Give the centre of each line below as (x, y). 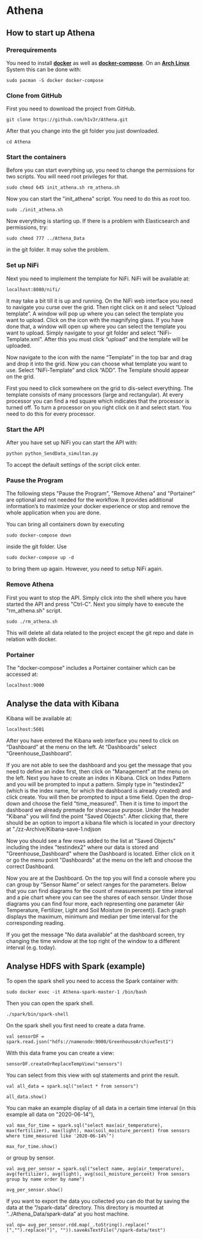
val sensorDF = (25, 1036)
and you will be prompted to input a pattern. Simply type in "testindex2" (95, 784)
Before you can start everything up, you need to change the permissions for (100, 170)
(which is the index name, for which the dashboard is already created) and (99, 790)
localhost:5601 (25, 729)
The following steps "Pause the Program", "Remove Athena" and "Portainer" (101, 493)
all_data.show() (27, 1097)
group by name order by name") (46, 1179)
